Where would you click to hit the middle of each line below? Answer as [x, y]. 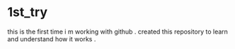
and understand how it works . [52, 38]
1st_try [28, 12]
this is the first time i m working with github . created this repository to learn [118, 31]
